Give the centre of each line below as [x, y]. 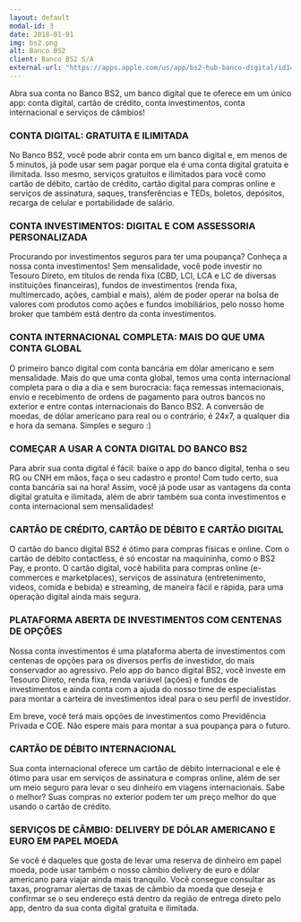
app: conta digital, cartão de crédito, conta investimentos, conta [127, 102]
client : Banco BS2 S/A [52, 59]
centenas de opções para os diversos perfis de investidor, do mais [132, 660]
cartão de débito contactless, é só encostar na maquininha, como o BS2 [142, 558]
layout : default [39, 18]
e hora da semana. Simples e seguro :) [81, 425]
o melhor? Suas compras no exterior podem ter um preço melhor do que [143, 796]
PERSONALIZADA [48, 237]
